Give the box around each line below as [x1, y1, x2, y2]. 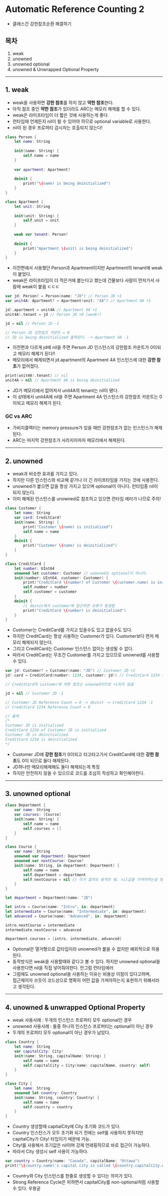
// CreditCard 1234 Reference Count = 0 [5, 704, 91, 709]
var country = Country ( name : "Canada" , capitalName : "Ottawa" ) [5, 1158, 140, 1163]
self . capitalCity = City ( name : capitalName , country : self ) [23, 1063, 151, 1068]
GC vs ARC [5, 413, 32, 420]
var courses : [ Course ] [14, 812, 61, 817]
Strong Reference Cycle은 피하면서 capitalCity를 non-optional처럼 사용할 [12, 1179, 159, 1185]
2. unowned [5, 457, 43, 465]
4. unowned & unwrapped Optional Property [5, 1003, 145, 1012]
